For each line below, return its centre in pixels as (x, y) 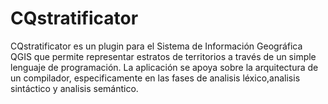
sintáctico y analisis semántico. (74, 88)
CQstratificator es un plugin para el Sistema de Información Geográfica (156, 46)
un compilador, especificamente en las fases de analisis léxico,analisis (155, 78)
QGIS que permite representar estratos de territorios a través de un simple (163, 56)
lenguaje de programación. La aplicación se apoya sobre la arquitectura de (164, 67)
